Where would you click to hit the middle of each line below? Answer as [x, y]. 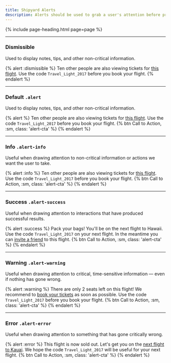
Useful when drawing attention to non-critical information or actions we [80, 158]
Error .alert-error [28, 323]
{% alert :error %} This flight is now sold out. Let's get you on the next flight [85, 344]
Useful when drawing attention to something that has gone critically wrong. [84, 334]
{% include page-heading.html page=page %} [54, 29]
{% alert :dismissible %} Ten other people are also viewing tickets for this [82, 68]
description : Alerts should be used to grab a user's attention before [83, 15]
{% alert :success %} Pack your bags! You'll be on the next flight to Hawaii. [84, 228]
